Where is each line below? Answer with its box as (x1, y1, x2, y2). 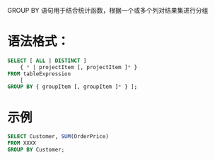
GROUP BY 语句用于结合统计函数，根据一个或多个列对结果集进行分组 (7, 6, 209, 14)
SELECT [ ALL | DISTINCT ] (7, 57, 87, 64)
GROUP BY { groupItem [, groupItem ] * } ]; (7, 83, 138, 90)
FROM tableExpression (7, 70, 71, 78)
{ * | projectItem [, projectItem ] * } (20, 63, 138, 70)
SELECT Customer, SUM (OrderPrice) (7, 133, 110, 140)
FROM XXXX (7, 140, 37, 147)
